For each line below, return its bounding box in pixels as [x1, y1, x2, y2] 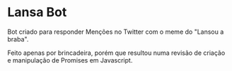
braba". [7, 34, 29, 43]
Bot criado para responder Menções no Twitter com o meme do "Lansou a [7, 27, 224, 36]
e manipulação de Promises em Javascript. [7, 56, 133, 64]
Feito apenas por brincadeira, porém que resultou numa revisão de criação [7, 49, 226, 57]
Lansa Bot [7, 4, 67, 20]
